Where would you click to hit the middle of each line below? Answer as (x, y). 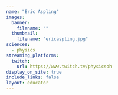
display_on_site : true (34, 72)
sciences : (18, 45)
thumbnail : (25, 34)
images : (16, 17)
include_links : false (33, 77)
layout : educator (27, 83)
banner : (21, 22)
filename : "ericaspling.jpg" (53, 39)
